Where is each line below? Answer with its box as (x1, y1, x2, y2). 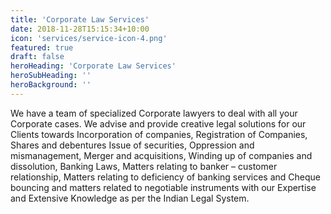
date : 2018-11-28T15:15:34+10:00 (10, 24, 150, 34)
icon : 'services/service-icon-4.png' (10, 33, 168, 43)
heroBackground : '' (10, 80, 92, 90)
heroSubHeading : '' (10, 71, 92, 81)
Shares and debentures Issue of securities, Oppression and (10, 139, 255, 151)
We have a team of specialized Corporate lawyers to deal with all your (10, 107, 298, 119)
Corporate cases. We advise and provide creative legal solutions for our (10, 117, 307, 130)
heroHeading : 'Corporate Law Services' (10, 61, 177, 71)
